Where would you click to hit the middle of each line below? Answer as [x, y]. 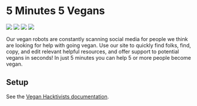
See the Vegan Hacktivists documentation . [58, 96]
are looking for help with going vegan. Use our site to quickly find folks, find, [98, 45]
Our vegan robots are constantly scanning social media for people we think [97, 39]
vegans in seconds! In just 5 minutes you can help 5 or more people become [98, 57]
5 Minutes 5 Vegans [56, 11]
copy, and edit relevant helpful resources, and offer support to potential [93, 52]
